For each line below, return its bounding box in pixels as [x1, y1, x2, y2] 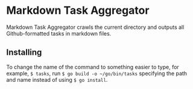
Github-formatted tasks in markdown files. [6, 29, 112, 37]
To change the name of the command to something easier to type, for [6, 63, 179, 70]
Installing [6, 48, 42, 58]
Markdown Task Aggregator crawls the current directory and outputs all [6, 23, 185, 31]
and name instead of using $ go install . [6, 76, 108, 83]
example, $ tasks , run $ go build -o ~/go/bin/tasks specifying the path [6, 70, 188, 77]
